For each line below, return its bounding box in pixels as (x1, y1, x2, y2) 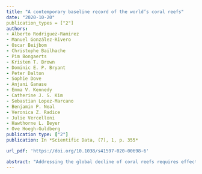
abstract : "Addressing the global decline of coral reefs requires (6, 158, 179, 165)
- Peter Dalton (6, 70, 44, 76)
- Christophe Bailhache (6, 48, 66, 54)
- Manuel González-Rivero (6, 37, 71, 43)
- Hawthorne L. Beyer (6, 121, 61, 127)
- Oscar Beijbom (6, 43, 47, 49)
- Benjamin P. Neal (6, 103, 55, 110)
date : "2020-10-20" (6, 14, 55, 20)
